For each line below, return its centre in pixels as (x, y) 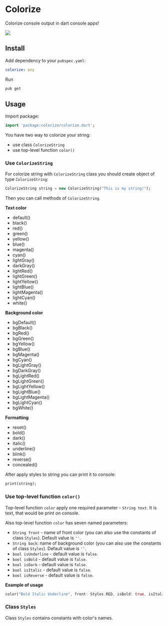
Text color (16, 208)
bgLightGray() (27, 365)
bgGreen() (23, 339)
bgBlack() (22, 328)
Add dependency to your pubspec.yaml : (45, 60)
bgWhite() (23, 408)
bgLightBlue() (26, 392)
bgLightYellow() (28, 387)
